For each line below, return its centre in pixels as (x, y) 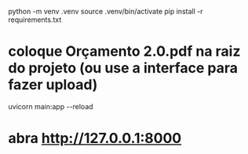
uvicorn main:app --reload (51, 106)
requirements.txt (35, 20)
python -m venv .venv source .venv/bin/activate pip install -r (106, 11)
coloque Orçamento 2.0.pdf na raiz (124, 51)
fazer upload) (53, 85)
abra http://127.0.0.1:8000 (95, 139)
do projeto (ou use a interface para (123, 68)
